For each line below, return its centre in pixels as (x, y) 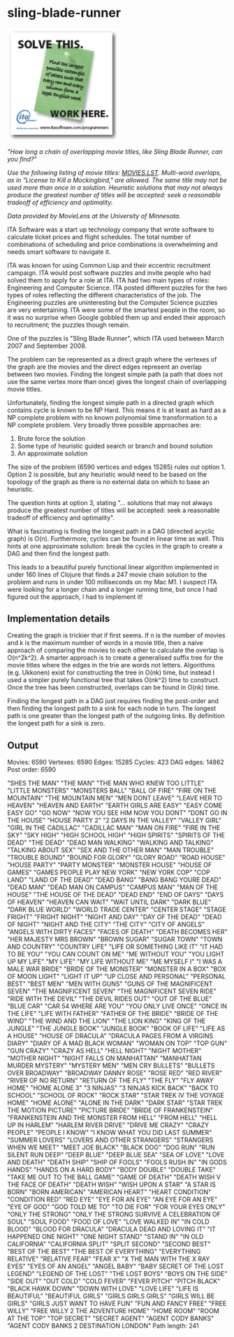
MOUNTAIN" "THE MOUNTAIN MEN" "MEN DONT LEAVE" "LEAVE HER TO (115, 798)
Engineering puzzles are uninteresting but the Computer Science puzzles (112, 302)
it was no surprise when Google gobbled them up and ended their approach (116, 317)
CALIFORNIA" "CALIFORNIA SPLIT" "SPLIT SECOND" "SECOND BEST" (109, 1244)
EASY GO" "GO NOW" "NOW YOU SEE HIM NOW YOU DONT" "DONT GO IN (117, 813)
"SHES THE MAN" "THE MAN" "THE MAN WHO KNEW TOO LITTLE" (106, 783)
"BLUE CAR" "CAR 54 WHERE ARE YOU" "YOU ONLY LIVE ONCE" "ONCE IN (117, 1006)
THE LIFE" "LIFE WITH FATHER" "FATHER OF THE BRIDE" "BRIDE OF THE (113, 1014)
